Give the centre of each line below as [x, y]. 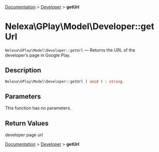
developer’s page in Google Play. [38, 55]
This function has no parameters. [38, 108]
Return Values [27, 123]
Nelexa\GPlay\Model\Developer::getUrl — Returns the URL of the [70, 50]
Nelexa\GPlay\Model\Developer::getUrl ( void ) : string [64, 82]
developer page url [24, 135]
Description [23, 70]
